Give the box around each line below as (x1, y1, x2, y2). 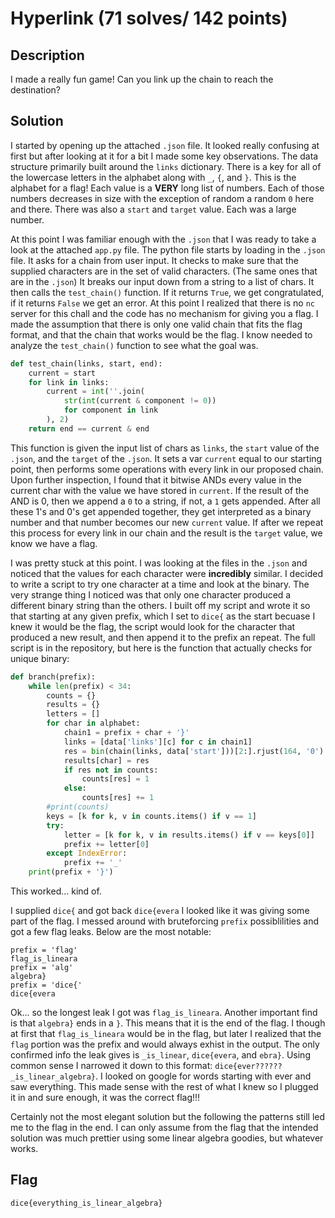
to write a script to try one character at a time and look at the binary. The (10, 578, 310, 590)
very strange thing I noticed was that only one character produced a (10, 588, 292, 601)
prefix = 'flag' (10, 945, 78, 956)
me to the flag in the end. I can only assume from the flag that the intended (10, 1122, 319, 1134)
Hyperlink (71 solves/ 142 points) (10, 7, 288, 30)
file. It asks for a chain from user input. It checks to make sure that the (10, 254, 300, 266)
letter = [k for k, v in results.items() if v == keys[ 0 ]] (63, 830, 315, 840)
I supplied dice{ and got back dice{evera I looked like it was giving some (10, 905, 310, 917)
